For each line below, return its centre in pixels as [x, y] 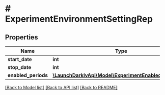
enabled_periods [28, 75]
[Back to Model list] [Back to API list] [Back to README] [61, 87]
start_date [20, 59]
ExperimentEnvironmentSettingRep [79, 19]
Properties [22, 37]
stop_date [19, 67]
